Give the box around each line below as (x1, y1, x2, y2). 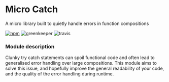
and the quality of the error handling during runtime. (5, 71, 114, 77)
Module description (5, 43, 55, 50)
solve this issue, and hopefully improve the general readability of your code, (5, 65, 164, 72)
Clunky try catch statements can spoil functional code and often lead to (5, 54, 155, 61)
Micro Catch (5, 4, 58, 15)
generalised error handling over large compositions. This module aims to (5, 60, 157, 66)
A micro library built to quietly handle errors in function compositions (5, 20, 149, 26)
